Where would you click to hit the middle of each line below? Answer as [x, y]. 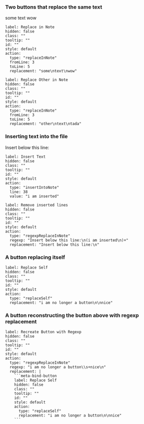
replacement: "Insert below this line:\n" [54, 245]
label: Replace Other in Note [37, 80]
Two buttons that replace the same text [54, 7]
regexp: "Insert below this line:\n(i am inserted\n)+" [69, 240]
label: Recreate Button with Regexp [43, 332]
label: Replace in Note [30, 27]
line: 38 [19, 192]
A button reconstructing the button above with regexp [72, 315]
